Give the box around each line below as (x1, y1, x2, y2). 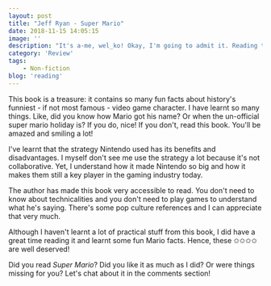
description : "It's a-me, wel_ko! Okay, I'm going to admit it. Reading (8, 42, 258, 50)
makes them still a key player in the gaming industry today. (8, 170, 203, 179)
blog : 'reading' (8, 72, 63, 80)
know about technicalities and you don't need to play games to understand (8, 194, 257, 204)
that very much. (8, 211, 61, 221)
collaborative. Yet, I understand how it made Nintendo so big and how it (8, 161, 246, 170)
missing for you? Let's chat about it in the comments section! (8, 268, 211, 278)
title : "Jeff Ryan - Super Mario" (8, 19, 125, 27)
